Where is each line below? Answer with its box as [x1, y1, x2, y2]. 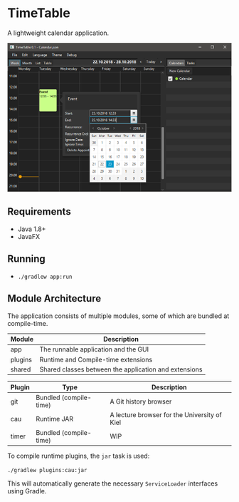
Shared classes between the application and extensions [39, 365, 203, 374]
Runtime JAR [35, 414, 74, 423]
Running [7, 253, 46, 265]
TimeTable [7, 5, 71, 21]
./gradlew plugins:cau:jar [7, 467, 87, 474]
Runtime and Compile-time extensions [39, 355, 153, 364]
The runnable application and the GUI [39, 345, 149, 354]
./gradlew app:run [17, 273, 73, 280]
